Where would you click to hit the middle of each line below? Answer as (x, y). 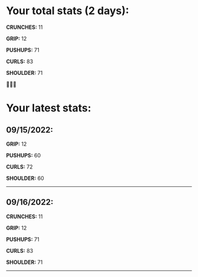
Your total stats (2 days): (68, 11)
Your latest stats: (49, 108)
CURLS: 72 (19, 167)
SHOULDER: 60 (25, 178)
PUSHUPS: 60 (24, 155)
